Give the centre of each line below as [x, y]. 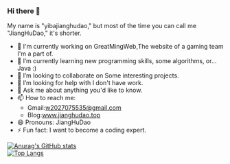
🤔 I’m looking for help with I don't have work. [80, 83]
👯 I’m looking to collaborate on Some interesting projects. [98, 75]
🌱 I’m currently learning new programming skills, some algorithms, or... [117, 61]
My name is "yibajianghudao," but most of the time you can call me [102, 26]
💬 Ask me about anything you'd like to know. [80, 90]
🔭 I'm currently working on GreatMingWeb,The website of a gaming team [120, 47]
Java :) [27, 69]
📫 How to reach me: [46, 98]
